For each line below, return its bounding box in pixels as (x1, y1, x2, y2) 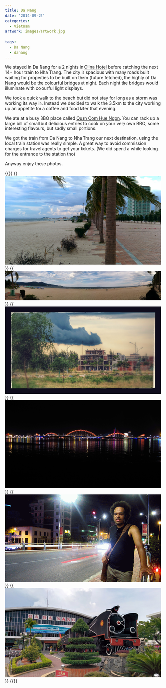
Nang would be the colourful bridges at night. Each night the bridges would (5, 80, 159, 86)
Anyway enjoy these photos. (5, 160, 63, 166)
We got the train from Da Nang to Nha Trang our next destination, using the (5, 135, 158, 141)
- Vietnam (9, 24, 30, 29)
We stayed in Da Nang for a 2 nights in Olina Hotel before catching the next (5, 64, 158, 70)
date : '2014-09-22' (5, 13, 45, 18)
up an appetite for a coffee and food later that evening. (5, 105, 117, 111)
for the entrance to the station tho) (5, 151, 76, 157)
